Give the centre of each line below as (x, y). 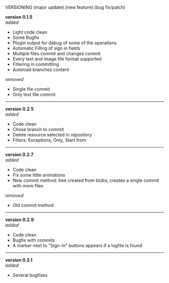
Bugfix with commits (34, 240)
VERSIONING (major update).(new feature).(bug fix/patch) (65, 7)
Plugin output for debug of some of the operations (65, 43)
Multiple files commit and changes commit (56, 53)
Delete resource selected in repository (52, 135)
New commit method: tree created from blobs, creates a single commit (86, 180)
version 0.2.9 (20, 220)
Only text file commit (34, 94)
